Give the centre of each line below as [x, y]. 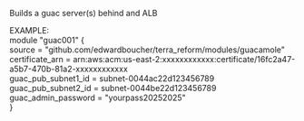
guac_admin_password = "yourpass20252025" [98, 98]
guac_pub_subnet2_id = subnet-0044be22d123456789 [113, 88]
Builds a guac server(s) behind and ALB [83, 13]
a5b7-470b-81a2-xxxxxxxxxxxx [69, 69]
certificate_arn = [40, 59]
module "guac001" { [47, 40]
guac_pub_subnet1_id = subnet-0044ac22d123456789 [112, 79]
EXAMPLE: [29, 30]
